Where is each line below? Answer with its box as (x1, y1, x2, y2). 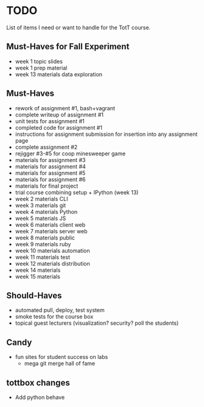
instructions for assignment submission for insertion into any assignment (15, 130, 198, 138)
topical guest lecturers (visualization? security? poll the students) (15, 319, 179, 327)
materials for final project (15, 182, 79, 189)
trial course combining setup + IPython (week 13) (15, 188, 139, 196)
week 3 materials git (15, 202, 66, 209)
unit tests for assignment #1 (15, 117, 85, 125)
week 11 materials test (15, 253, 70, 261)
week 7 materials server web (15, 227, 88, 235)
